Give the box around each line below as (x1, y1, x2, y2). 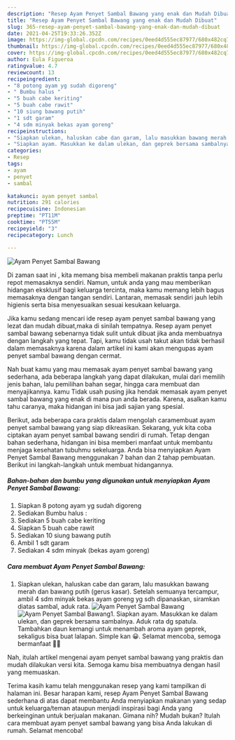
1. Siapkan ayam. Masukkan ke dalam (110, 610, 218, 618)
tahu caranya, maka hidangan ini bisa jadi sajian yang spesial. (7, 402, 185, 410)
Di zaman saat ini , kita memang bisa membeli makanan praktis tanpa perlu (7, 271, 222, 279)
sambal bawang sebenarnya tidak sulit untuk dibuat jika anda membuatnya (7, 329, 222, 337)
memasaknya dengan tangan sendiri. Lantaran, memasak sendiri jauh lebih (7, 292, 223, 302)
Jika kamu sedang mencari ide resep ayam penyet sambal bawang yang (7, 314, 215, 323)
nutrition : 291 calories (7, 199, 80, 206)
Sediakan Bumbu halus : (17, 509, 87, 518)
